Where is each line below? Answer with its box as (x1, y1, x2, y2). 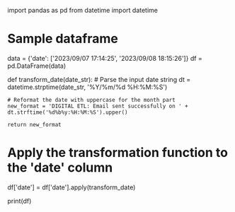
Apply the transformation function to (7, 145, 229, 161)
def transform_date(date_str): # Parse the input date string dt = (7, 75, 191, 83)
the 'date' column (7, 160, 113, 176)
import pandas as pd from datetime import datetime (7, 6, 158, 14)
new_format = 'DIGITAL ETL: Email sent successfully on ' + (7, 102, 189, 110)
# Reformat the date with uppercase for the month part (7, 96, 176, 103)
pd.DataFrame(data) (7, 61, 67, 70)
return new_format (7, 121, 62, 128)
